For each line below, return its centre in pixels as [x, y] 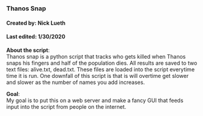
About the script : [28, 50]
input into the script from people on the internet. [66, 106]
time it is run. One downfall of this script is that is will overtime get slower [98, 76]
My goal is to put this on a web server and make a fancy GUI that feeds [95, 100]
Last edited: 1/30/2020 [36, 37]
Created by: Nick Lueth [36, 23]
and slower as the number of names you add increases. [76, 82]
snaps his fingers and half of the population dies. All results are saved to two [102, 63]
